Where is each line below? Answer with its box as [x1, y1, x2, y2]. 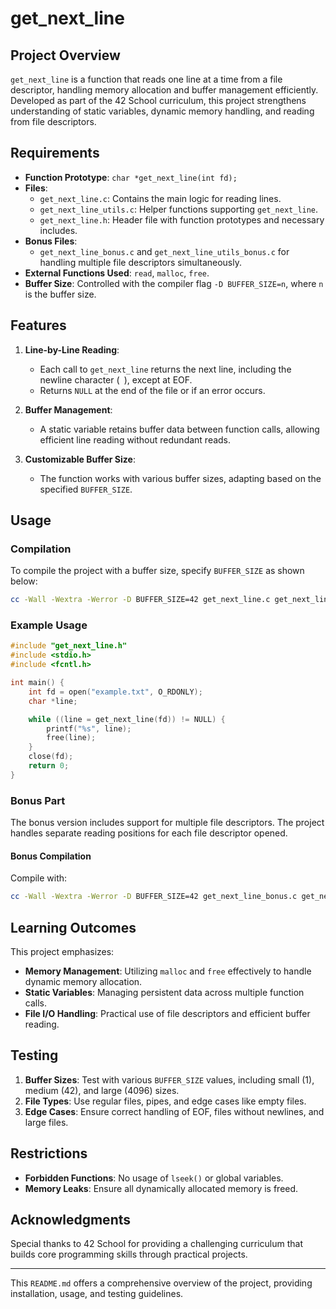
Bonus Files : [24, 235, 78, 247]
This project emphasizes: [10, 946, 115, 958]
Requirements [10, 145, 100, 162]
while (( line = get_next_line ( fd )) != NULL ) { [28, 714, 226, 724]
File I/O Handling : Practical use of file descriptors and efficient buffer [24, 1008, 311, 1020]
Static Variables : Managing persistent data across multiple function [24, 987, 305, 999]
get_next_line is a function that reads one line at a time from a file [10, 73, 283, 85]
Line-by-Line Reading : [24, 343, 120, 356]
